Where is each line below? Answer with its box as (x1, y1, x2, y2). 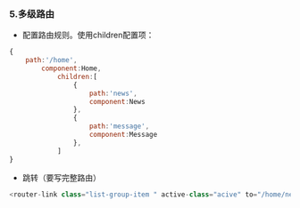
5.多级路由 (9, 7, 55, 20)
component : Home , (41, 64, 102, 73)
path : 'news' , (88, 89, 138, 98)
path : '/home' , (25, 56, 78, 65)
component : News (88, 97, 146, 106)
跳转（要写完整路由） (21, 172, 101, 183)
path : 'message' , (88, 122, 150, 131)
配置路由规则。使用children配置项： (21, 29, 154, 41)
